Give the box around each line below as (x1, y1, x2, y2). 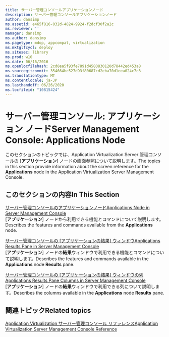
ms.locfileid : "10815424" (5, 87, 60, 92)
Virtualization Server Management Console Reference (5, 326, 118, 332)
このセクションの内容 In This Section (5, 190, 120, 199)
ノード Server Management (25, 123, 140, 134)
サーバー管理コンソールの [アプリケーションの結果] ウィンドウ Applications (5, 238, 160, 244)
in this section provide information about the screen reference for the (5, 164, 149, 170)
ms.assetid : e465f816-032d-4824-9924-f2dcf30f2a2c (5, 21, 114, 27)
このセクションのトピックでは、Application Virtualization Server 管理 (5, 152, 149, 158)
